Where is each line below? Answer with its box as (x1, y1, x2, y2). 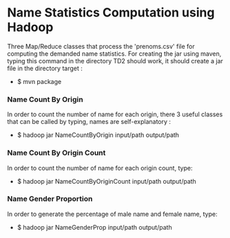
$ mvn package (17, 77, 62, 85)
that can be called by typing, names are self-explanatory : (7, 118, 171, 126)
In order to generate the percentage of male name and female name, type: (7, 210, 218, 218)
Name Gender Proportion (7, 194, 93, 204)
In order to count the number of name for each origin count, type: (7, 164, 193, 172)
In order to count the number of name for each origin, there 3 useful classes (7, 110, 223, 118)
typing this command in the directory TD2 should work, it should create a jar (7, 56, 224, 65)
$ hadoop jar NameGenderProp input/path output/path (17, 223, 172, 231)
